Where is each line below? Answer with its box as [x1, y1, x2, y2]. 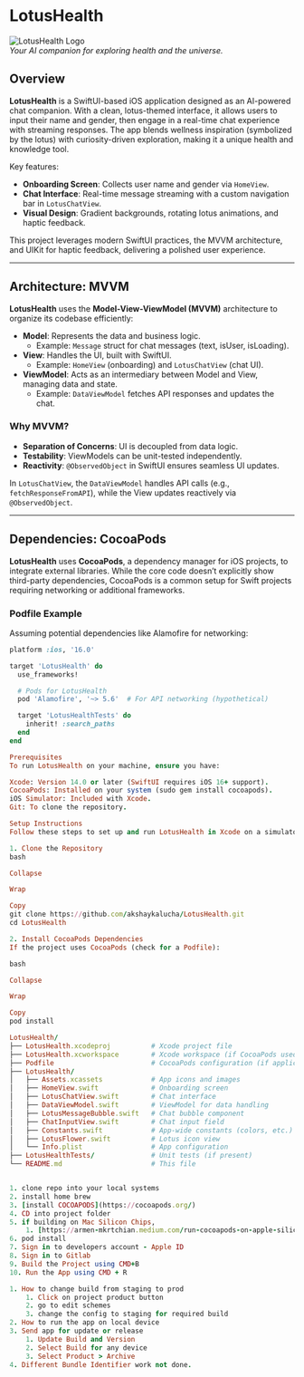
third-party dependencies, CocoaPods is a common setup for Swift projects [9, 574, 292, 585]
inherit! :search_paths [25, 719, 116, 729]
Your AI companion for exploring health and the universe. [9, 44, 223, 55]
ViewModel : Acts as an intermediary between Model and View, [22, 369, 259, 380]
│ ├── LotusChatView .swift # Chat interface [9, 1093, 217, 1102]
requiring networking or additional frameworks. [9, 584, 185, 595]
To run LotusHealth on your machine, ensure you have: [9, 761, 221, 770]
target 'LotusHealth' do [9, 661, 103, 670]
